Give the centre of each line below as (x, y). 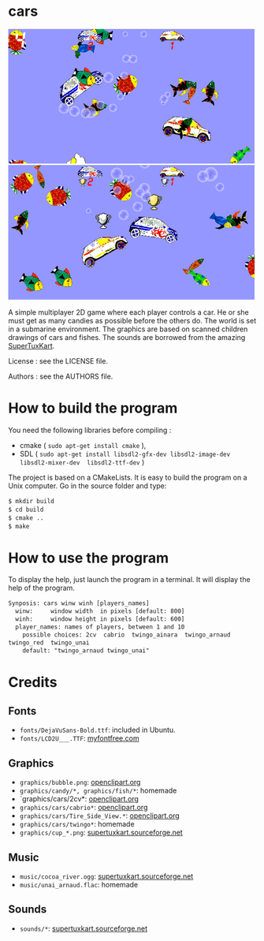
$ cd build (26, 510)
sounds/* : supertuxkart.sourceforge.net (84, 928)
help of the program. (41, 588)
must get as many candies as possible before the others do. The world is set (132, 320)
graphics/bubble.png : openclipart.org (80, 782)
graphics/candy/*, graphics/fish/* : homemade (98, 790)
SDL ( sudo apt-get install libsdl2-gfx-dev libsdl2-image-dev (125, 454)
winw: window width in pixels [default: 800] (100, 611)
